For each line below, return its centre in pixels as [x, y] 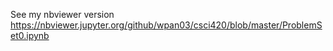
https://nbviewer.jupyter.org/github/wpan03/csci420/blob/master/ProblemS [166, 25]
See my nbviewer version [62, 14]
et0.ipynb [30, 35]
